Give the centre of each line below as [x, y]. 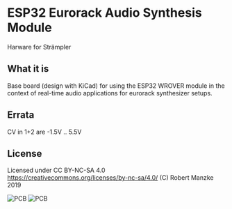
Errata [21, 115]
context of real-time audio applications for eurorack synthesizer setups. [110, 93]
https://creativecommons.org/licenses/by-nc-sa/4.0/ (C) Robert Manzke [110, 178]
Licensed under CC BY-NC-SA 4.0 [56, 170]
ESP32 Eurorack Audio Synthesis [105, 13]
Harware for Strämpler [39, 47]
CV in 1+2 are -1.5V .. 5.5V [44, 132]
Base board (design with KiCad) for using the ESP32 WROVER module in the [116, 86]
